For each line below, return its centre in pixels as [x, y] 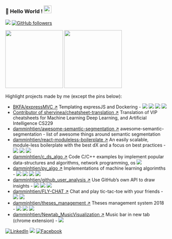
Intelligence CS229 [33, 123]
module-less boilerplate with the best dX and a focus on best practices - [89, 145]
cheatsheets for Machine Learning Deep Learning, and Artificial [80, 118]
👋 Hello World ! [24, 11]
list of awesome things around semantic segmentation [103, 134]
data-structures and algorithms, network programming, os [74, 163]
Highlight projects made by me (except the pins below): [64, 96]
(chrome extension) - [35, 220]
